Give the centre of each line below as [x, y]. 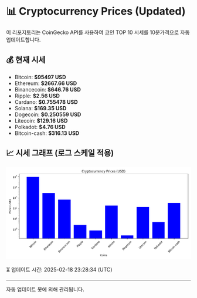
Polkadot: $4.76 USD [40, 127]
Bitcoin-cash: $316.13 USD [47, 133]
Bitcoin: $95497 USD [40, 77]
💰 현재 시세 [26, 60]
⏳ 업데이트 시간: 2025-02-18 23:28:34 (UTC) [59, 269]
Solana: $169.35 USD [40, 108]
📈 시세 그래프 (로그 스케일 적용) [60, 153]
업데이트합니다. [23, 39]
